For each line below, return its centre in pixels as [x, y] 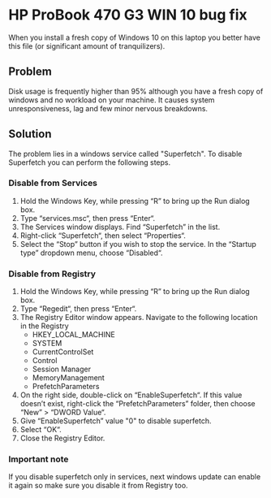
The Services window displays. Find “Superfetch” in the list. [120, 227]
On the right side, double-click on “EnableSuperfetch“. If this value [131, 395]
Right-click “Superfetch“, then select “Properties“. [103, 235]
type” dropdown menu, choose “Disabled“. [92, 253]
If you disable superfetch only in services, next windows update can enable [135, 477]
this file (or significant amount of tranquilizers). [87, 45]
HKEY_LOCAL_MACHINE [73, 335]
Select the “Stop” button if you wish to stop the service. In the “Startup [138, 244]
